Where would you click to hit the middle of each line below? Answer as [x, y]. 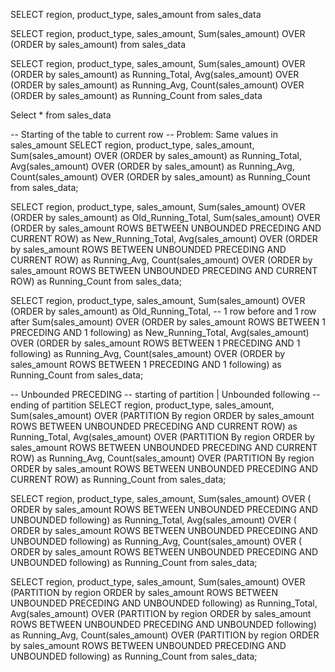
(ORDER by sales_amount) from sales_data [98, 44]
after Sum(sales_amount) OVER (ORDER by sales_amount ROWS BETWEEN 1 [168, 322]
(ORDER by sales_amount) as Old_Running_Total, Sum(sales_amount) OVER [165, 217]
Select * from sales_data [61, 115]
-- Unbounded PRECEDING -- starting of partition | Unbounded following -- [165, 394]
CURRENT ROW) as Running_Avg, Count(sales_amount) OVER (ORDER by [161, 260]
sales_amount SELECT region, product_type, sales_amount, [132, 145]
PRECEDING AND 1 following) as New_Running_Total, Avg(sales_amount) [160, 332]
